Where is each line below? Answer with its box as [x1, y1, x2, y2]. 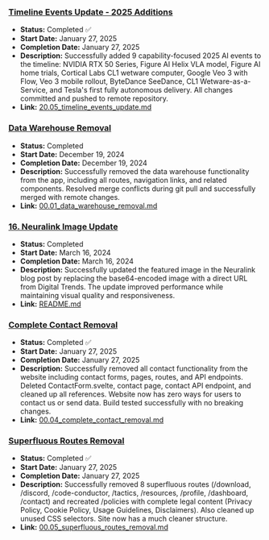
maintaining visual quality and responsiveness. [19, 290, 176, 300]
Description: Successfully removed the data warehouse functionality [19, 166, 250, 176]
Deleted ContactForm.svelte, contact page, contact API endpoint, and [19, 381, 251, 391]
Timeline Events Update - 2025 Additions [8, 6, 173, 18]
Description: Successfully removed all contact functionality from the [19, 363, 248, 373]
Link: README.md [19, 299, 82, 309]
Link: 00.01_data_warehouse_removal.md [19, 201, 158, 210]
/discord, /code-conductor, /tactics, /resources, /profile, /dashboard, [19, 488, 249, 498]
